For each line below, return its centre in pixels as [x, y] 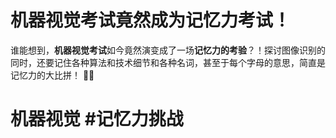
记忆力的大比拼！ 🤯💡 [52, 75]
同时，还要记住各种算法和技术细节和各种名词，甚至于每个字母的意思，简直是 [168, 62]
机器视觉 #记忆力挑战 [97, 119]
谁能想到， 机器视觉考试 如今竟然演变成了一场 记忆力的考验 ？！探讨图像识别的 [168, 50]
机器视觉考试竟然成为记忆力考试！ [151, 20]
